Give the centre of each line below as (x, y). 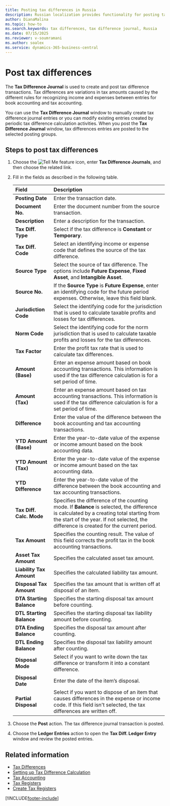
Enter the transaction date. (85, 198)
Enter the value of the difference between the (107, 417)
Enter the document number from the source (107, 206)
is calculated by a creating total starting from (107, 513)
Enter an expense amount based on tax (100, 390)
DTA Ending (30, 628)
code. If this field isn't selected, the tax (99, 705)
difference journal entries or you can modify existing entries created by (79, 118)
